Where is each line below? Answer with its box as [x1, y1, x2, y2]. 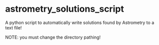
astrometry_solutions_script [5, 3, 124, 15]
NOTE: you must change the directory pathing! [5, 34, 101, 40]
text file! [5, 24, 22, 30]
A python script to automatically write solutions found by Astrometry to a [5, 20, 155, 25]
